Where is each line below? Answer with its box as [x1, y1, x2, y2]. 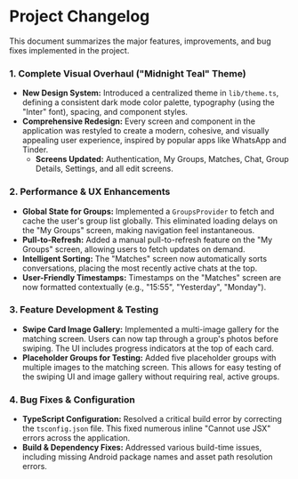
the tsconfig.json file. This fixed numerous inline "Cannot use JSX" [21, 423, 271, 434]
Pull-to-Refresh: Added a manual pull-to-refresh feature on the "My [21, 234, 273, 245]
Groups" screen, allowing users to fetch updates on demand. [21, 243, 246, 255]
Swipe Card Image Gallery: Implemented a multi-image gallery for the [21, 323, 279, 335]
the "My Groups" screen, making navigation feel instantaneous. [21, 224, 255, 235]
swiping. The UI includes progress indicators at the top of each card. [21, 343, 274, 353]
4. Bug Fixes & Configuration [9, 394, 135, 406]
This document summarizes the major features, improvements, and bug [9, 36, 271, 46]
